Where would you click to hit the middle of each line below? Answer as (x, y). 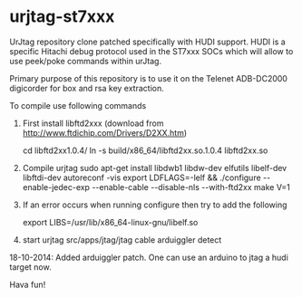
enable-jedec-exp (56, 187)
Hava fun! (28, 284)
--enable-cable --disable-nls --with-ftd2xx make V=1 (191, 187)
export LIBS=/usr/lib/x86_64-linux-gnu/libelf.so (110, 222)
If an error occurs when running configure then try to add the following (155, 205)
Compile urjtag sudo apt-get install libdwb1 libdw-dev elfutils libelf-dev (155, 168)
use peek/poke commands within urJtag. (85, 61)
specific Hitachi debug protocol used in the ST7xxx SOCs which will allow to (151, 51)
